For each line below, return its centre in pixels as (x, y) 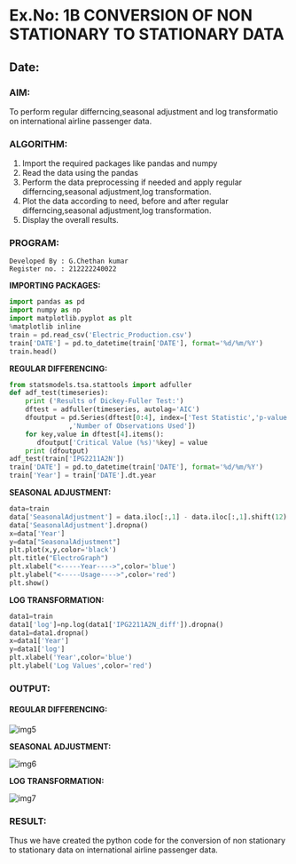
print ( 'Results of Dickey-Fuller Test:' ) (105, 401)
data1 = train (31, 616)
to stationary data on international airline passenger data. (114, 850)
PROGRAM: (34, 243)
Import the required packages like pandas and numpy (120, 163)
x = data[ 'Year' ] (37, 534)
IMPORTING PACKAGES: (55, 286)
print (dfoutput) (57, 451)
